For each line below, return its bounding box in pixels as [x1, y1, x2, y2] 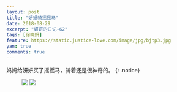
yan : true [6, 44, 32, 50]
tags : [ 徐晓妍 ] [6, 32, 43, 38]
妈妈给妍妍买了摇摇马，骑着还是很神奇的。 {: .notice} [6, 66, 140, 74]
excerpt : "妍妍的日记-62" [6, 26, 68, 33]
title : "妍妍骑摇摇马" [6, 15, 59, 21]
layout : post [6, 9, 40, 15]
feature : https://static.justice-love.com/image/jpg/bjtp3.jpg [6, 37, 171, 44]
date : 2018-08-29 [6, 20, 51, 26]
